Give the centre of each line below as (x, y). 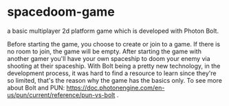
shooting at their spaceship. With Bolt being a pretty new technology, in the (114, 66)
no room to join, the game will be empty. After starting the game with (104, 51)
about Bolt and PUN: (36, 88)
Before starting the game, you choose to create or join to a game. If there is (114, 44)
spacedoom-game (61, 12)
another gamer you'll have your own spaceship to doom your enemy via (109, 58)
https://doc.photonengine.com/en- (116, 88)
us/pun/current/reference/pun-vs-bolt (61, 95)
